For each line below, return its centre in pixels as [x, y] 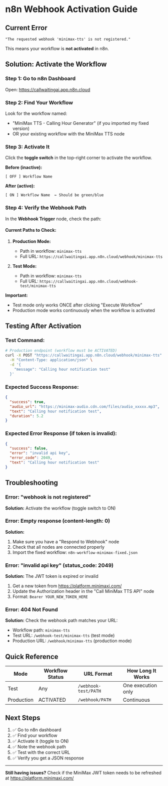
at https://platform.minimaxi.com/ [39, 778]
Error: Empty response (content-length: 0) [58, 521]
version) [21, 128]
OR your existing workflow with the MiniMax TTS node [68, 133]
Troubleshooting [32, 483]
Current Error [26, 28]
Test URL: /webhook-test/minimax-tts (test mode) [63, 636]
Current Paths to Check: [31, 230]
